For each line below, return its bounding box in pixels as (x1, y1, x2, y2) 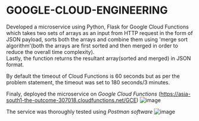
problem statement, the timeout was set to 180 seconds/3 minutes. (6, 78, 170, 86)
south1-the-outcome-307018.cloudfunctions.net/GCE (6, 96, 137, 104)
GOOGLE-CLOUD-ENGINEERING (6, 4, 168, 17)
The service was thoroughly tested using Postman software (6, 108, 153, 115)
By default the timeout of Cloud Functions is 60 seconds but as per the (6, 72, 180, 79)
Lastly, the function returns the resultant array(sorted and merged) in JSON (6, 55, 191, 62)
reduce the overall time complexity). (6, 48, 95, 55)
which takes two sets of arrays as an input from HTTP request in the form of (6, 29, 193, 36)
